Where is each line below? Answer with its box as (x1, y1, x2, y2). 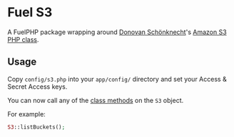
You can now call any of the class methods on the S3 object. (7, 96, 184, 104)
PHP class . (7, 35, 39, 43)
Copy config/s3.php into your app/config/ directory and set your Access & (7, 75, 227, 83)
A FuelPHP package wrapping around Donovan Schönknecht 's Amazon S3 (7, 28, 227, 36)
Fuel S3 (7, 4, 53, 21)
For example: (7, 109, 46, 118)
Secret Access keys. (7, 82, 68, 91)
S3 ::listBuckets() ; (7, 124, 66, 131)
